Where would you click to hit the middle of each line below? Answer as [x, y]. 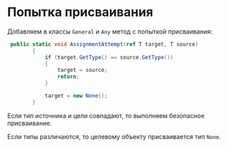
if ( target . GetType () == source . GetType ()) [109, 57]
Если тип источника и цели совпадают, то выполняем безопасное [106, 115]
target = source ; [83, 71]
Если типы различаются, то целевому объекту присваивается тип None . [114, 136]
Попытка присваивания [80, 12]
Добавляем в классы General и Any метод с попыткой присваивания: [110, 31]
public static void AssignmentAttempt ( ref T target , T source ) [104, 44]
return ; [68, 77]
